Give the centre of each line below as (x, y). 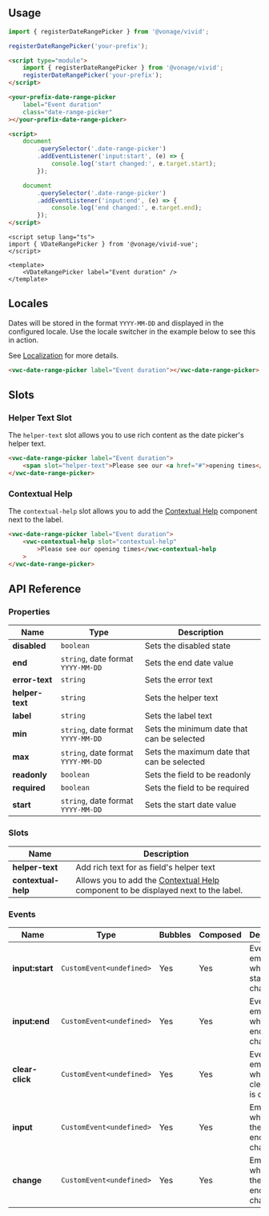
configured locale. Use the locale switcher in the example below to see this (132, 331)
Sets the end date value (189, 663)
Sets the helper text (181, 698)
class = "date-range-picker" (68, 112)
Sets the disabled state (187, 646)
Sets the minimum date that (196, 729)
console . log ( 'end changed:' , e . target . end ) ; (126, 208)
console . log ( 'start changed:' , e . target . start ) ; (134, 164)
